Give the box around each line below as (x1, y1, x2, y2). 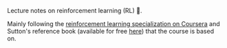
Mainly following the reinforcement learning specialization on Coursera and (7, 20, 220, 27)
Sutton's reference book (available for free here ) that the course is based (7, 27, 215, 35)
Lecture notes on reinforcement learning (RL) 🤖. (7, 7, 142, 14)
